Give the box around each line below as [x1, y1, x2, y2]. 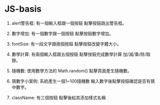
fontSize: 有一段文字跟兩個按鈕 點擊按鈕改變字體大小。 [11, 41, 122, 47]
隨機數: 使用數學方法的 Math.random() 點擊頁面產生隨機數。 [11, 67, 132, 74]
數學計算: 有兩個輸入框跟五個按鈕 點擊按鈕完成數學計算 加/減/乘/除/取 [11, 51, 151, 57]
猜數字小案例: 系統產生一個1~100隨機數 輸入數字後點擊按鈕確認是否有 [11, 78, 151, 84]
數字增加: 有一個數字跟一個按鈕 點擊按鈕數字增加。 [11, 30, 114, 36]
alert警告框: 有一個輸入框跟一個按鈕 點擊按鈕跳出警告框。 [11, 20, 127, 26]
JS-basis [4, 3, 42, 15]
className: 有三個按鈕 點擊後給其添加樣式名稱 [11, 94, 106, 101]
